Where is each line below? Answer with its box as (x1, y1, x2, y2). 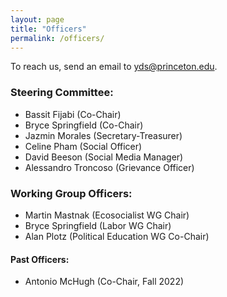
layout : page (10, 14, 65, 25)
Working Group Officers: (10, 186, 133, 200)
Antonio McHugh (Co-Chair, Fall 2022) (24, 276, 185, 288)
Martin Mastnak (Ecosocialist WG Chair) (24, 209, 190, 221)
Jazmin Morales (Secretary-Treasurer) (24, 129, 183, 141)
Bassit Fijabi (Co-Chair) (24, 108, 122, 120)
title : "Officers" (10, 24, 87, 34)
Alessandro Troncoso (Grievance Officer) (24, 161, 195, 173)
